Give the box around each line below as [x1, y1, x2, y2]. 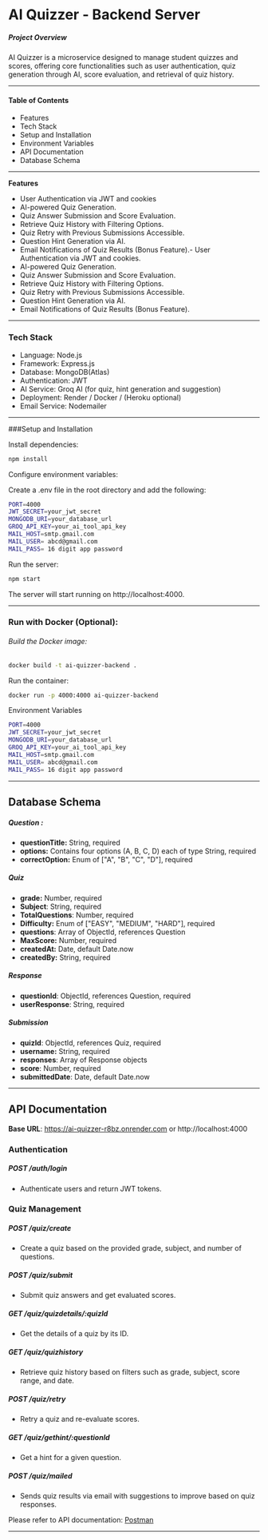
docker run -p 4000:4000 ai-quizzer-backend [8, 691, 159, 699]
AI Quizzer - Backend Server [8, 6, 201, 24]
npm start [8, 575, 41, 583]
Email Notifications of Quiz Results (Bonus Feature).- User [19, 245, 211, 255]
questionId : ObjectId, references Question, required [19, 991, 191, 1001]
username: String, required [19, 1046, 110, 1056]
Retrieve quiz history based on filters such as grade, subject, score [19, 1367, 241, 1377]
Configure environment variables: [8, 469, 118, 479]
